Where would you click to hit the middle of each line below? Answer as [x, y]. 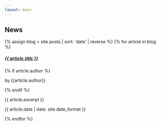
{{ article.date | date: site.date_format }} [45, 109]
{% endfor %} [19, 119]
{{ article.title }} [21, 59]
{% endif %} [17, 90]
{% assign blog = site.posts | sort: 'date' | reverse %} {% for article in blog [80, 42]
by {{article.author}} [25, 80]
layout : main [18, 10]
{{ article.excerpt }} [24, 100]
